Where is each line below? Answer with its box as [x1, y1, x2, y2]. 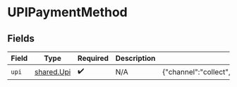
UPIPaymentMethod [7, 4, 128, 21]
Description [115, 54, 156, 63]
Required [77, 54, 109, 63]
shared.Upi [34, 66, 71, 76]
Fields [7, 33, 35, 45]
